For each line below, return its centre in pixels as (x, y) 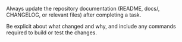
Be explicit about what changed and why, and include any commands (91, 26)
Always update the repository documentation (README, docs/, (83, 9)
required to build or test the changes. (51, 33)
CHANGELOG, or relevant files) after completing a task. (74, 15)
